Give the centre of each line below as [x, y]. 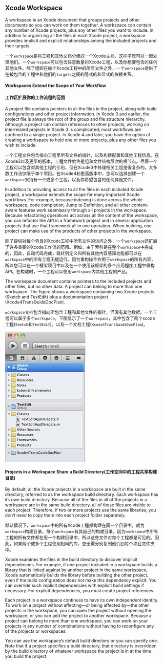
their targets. [18, 45]
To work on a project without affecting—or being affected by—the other [77, 605]
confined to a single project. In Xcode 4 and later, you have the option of [78, 134]
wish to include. [21, 145]
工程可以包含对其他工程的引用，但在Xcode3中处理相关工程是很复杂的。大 [79, 167]
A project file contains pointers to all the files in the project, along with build [81, 108]
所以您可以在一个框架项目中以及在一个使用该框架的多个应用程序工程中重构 [80, 265]
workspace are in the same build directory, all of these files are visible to [78, 505]
